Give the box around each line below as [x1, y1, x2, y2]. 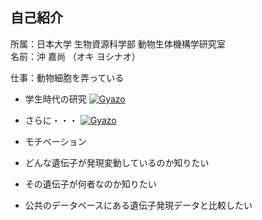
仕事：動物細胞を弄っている [10, 71, 125, 83]
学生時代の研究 [24, 93, 87, 105]
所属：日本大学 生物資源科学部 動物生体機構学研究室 [10, 38, 226, 50]
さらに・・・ [24, 114, 78, 126]
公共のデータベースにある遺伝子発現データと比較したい [24, 199, 253, 211]
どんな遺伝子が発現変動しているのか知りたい [24, 156, 210, 168]
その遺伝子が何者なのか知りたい [24, 178, 157, 190]
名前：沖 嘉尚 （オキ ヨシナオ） [10, 50, 141, 62]
